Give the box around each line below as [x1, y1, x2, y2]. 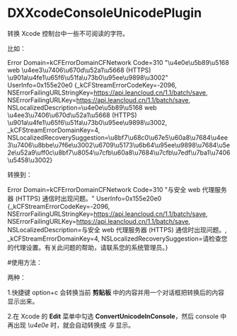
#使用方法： [7, 258, 42, 266]
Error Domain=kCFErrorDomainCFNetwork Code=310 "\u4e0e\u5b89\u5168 [7, 58, 230, 66]
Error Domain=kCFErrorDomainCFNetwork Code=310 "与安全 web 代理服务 [7, 185, 228, 193]
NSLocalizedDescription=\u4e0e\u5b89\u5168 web [7, 103, 157, 112]
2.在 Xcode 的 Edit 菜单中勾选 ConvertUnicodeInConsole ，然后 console [7, 312, 219, 320]
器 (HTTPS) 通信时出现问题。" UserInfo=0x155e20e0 [7, 194, 162, 203]
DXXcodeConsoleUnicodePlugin [7, 5, 202, 21]
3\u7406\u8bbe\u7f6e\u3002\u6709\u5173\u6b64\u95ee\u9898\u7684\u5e [7, 140, 231, 149]
